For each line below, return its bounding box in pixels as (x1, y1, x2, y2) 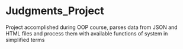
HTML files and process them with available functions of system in (5, 30, 168, 37)
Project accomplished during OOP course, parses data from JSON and (5, 24, 178, 31)
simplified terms (5, 36, 45, 43)
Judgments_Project (5, 4, 104, 18)
